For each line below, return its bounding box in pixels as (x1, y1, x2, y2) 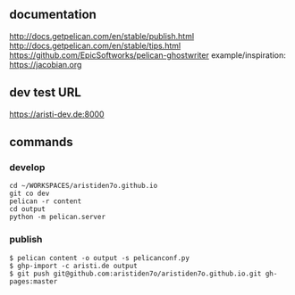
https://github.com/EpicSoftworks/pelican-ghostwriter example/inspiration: (9, 49, 286, 61)
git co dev (9, 189, 50, 199)
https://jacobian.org (9, 59, 82, 70)
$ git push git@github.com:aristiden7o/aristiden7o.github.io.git (9, 269, 262, 278)
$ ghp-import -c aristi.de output (9, 261, 139, 270)
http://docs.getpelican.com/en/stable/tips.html (9, 40, 181, 51)
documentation (9, 7, 97, 22)
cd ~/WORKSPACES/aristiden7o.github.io (9, 182, 158, 191)
